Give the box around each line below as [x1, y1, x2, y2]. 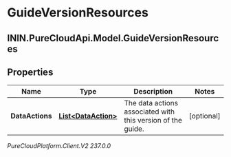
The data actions [123, 98, 179, 108]
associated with [123, 107, 175, 116]
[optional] [188, 112, 221, 121]
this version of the [123, 116, 182, 125]
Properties [7, 66, 54, 78]
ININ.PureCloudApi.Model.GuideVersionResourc [7, 32, 219, 44]
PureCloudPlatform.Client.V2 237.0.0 [7, 142, 111, 150]
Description [133, 87, 173, 96]
